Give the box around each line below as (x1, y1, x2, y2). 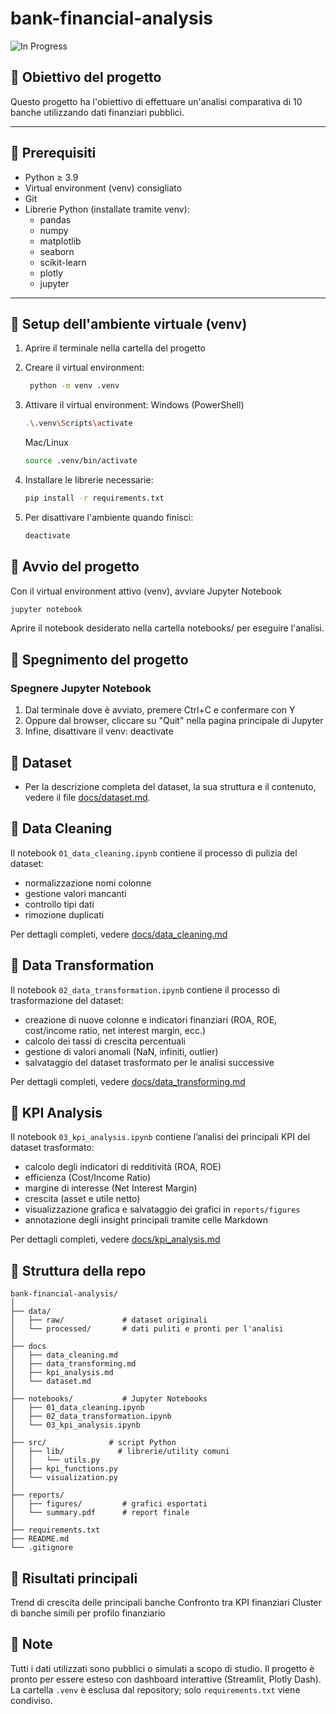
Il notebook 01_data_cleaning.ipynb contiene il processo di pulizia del (10, 847, 298, 859)
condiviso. (10, 1694, 53, 1706)
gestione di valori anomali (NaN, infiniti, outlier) (24, 1045, 219, 1057)
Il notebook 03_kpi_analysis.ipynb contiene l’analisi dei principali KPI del (10, 1131, 311, 1143)
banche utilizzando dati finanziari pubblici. (10, 106, 185, 118)
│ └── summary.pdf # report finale (10, 1508, 190, 1518)
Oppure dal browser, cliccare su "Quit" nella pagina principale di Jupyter (24, 715, 324, 727)
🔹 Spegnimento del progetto (10, 651, 189, 668)
